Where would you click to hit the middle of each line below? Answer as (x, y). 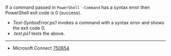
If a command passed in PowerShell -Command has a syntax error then (78, 7)
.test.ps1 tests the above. (39, 33)
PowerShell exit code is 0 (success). (43, 13)
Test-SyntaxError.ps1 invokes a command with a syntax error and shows (88, 23)
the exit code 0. (29, 28)
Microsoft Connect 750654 (41, 48)
